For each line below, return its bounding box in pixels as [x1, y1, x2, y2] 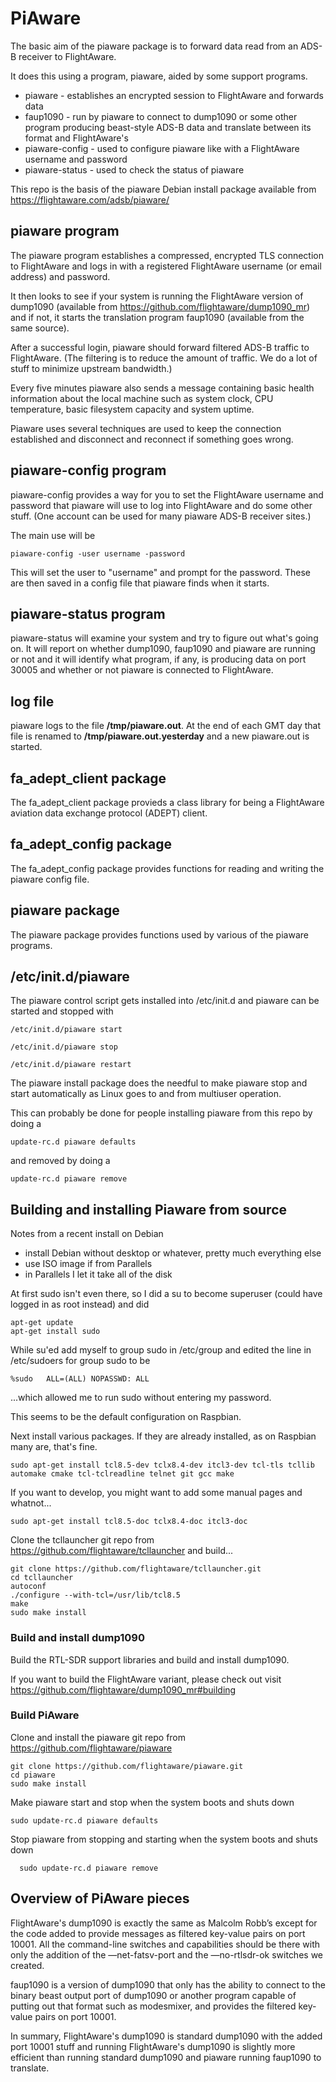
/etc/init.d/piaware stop [10, 1042, 118, 1052]
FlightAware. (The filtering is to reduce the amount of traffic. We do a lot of [10, 352, 318, 364]
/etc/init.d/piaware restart [10, 1060, 132, 1070]
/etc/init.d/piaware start [10, 1025, 123, 1035]
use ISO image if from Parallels [24, 1258, 153, 1270]
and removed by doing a [10, 1155, 111, 1167]
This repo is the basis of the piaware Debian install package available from [10, 183, 317, 195]
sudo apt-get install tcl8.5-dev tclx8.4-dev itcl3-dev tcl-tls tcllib [10, 1460, 315, 1471]
